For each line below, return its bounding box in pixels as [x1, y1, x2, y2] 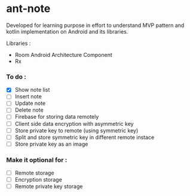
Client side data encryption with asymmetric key [14, 120, 134, 127]
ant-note [6, 2, 51, 16]
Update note [14, 99, 46, 107]
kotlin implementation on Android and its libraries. [6, 28, 128, 35]
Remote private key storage [14, 183, 83, 190]
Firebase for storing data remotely [14, 113, 99, 120]
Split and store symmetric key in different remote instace [14, 134, 155, 141]
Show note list [14, 86, 50, 94]
